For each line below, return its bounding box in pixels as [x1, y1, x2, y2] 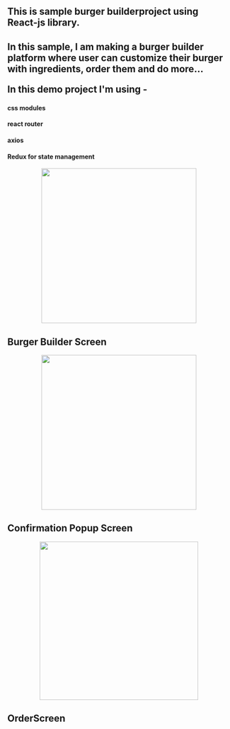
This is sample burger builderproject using [7, 6, 199, 18]
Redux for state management [7, 152, 95, 161]
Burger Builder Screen [7, 335, 108, 348]
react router [7, 120, 44, 128]
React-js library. [7, 17, 80, 29]
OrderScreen [7, 713, 66, 725]
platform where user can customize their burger [7, 52, 224, 64]
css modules [7, 103, 46, 112]
